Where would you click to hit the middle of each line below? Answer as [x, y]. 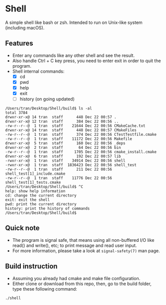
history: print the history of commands [48, 209]
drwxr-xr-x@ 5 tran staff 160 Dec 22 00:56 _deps [65, 143]
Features [19, 44]
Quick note [22, 228]
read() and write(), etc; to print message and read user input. [75, 245]
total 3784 [16, 113]
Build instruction [32, 266]
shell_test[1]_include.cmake [35, 174]
